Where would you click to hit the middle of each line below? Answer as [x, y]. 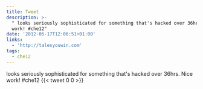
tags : [13, 51]
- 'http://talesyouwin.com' [47, 46]
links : [14, 40]
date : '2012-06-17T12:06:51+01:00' [51, 34]
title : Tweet [23, 12]
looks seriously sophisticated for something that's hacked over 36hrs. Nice [100, 73]
